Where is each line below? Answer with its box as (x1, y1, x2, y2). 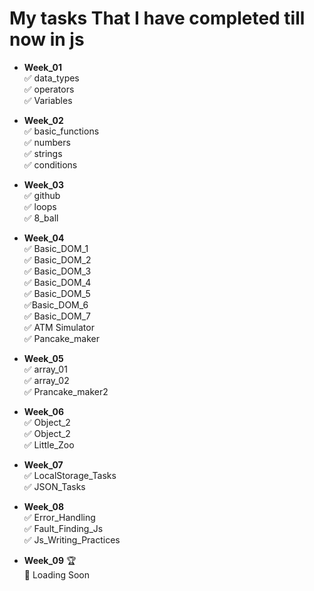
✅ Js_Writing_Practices (23, 533, 121, 546)
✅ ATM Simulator (23, 321, 95, 333)
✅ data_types (23, 72, 80, 84)
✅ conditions (23, 158, 78, 171)
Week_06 (23, 405, 64, 417)
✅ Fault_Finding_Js (23, 522, 104, 534)
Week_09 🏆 (23, 554, 77, 566)
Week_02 (23, 114, 64, 126)
